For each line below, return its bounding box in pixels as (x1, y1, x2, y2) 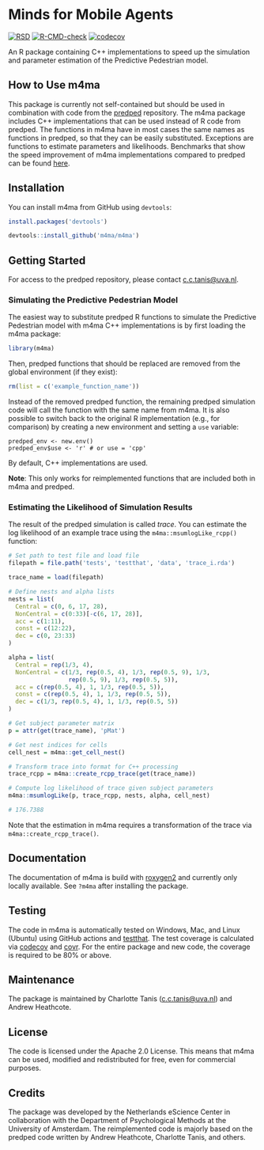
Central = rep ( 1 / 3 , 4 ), (15, 661, 93, 669)
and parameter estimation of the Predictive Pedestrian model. (8, 55, 209, 65)
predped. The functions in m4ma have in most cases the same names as (8, 124, 245, 134)
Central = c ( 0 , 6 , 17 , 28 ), (15, 602, 108, 610)
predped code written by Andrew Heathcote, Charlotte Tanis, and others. (8, 1133, 247, 1142)
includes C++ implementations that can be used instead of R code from (8, 116, 241, 126)
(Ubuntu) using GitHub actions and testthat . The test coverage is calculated (8, 933, 255, 943)
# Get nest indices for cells (8, 741, 108, 749)
